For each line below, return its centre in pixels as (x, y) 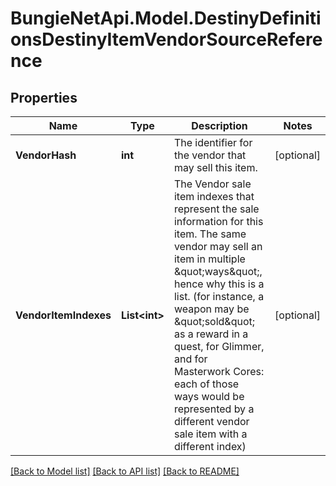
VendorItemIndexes (63, 315)
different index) (210, 446)
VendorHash (46, 155)
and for (190, 359)
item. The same (210, 234)
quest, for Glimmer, (219, 346)
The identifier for (213, 142)
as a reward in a (211, 334)
